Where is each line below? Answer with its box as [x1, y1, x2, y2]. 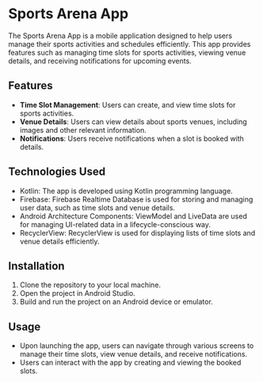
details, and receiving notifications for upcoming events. [8, 56, 192, 66]
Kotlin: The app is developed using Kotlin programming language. [19, 186, 234, 195]
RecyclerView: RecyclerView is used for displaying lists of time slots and [19, 228, 256, 237]
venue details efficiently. [19, 236, 101, 246]
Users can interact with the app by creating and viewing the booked [19, 357, 242, 368]
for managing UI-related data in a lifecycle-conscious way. [19, 219, 212, 229]
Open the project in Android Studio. [19, 289, 136, 298]
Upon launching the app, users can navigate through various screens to [19, 341, 254, 350]
